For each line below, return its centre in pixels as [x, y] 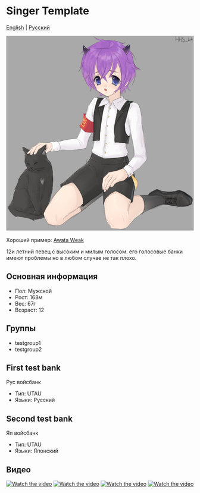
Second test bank [40, 418]
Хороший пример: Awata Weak [45, 240]
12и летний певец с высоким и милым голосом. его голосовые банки [95, 252]
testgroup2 [28, 349]
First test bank [34, 368]
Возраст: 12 [29, 310]
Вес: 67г [25, 303]
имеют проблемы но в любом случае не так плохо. [71, 258]
